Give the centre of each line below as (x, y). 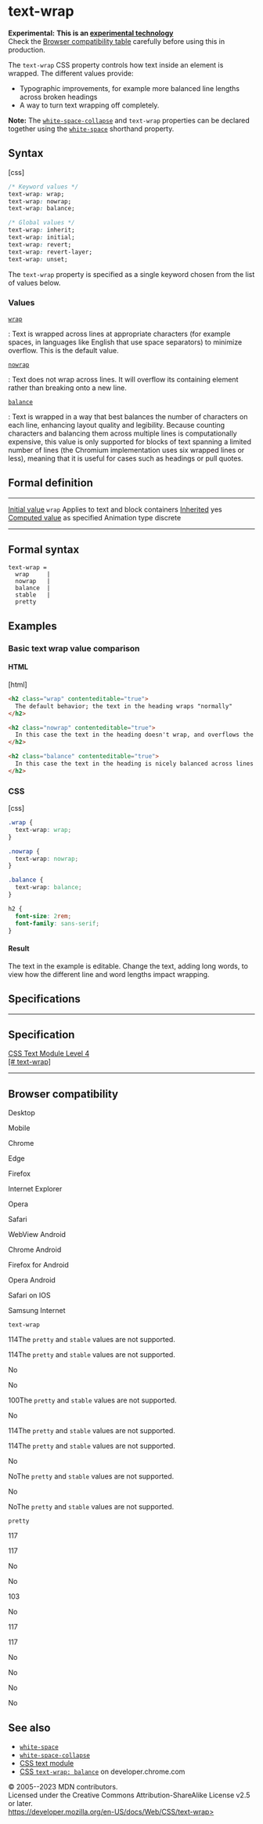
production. (27, 49)
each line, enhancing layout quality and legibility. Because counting (117, 425)
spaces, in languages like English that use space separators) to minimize (125, 342)
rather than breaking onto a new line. (67, 388)
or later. (20, 1803)
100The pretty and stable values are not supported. (93, 1400)
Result (19, 949)
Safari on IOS (29, 1295)
